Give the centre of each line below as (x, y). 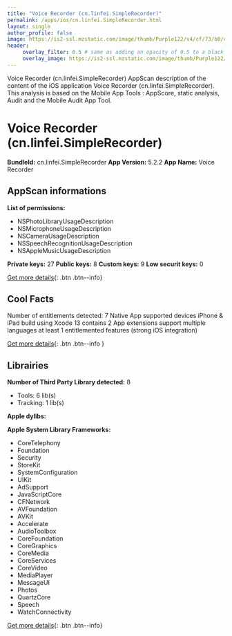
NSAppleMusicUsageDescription (64, 250)
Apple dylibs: (27, 416)
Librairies (28, 365)
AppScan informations (57, 191)
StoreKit (29, 465)
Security (29, 458)
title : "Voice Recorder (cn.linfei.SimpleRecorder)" (85, 13)
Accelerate (32, 524)
